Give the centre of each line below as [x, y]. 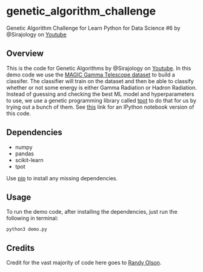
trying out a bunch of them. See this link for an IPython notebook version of [100, 107]
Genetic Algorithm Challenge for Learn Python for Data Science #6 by [93, 28]
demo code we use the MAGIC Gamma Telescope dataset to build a [91, 75]
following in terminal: [32, 218]
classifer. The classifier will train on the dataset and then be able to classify [100, 81]
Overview [25, 54]
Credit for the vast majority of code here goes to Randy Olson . [84, 263]
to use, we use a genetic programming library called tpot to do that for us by [101, 100]
